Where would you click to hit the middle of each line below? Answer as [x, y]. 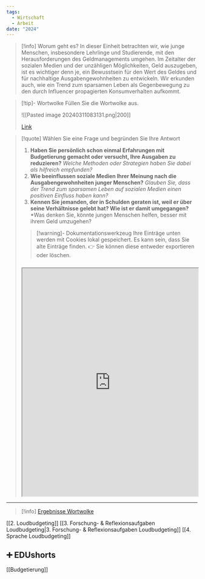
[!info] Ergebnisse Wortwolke [57, 511]
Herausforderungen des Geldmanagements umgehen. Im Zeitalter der [108, 59]
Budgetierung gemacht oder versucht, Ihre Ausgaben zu [103, 157]
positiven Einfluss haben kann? [69, 196]
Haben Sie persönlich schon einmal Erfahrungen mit [97, 150]
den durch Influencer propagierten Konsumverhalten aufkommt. [101, 91]
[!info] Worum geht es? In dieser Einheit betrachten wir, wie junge [103, 46]
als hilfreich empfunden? [61, 170]
